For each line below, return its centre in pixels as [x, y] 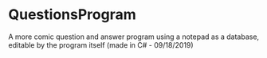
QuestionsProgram [73, 15]
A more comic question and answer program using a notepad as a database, [134, 37]
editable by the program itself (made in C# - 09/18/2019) [101, 44]
